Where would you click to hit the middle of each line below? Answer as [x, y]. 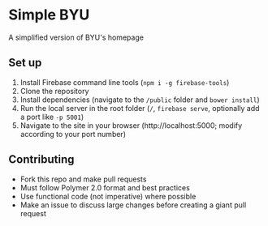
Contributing [41, 160]
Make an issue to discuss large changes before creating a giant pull [133, 205]
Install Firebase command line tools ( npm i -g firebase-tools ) [125, 82]
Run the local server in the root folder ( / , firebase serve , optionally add [140, 108]
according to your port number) [73, 134]
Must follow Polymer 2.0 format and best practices [105, 187]
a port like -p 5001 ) [52, 117]
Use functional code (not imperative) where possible [108, 196]
